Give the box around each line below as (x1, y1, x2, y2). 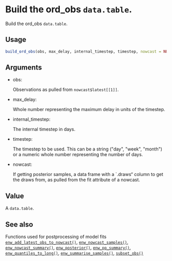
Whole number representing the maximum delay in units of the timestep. (12, 106, 165, 113)
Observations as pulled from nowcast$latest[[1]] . (12, 86, 119, 93)
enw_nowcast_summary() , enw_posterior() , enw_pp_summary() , (5, 245, 132, 251)
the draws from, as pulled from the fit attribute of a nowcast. (12, 177, 140, 183)
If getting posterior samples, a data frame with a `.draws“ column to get (12, 171, 164, 178)
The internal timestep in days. (12, 126, 76, 133)
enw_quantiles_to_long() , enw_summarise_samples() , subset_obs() (5, 250, 144, 256)
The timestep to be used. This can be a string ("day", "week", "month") (12, 146, 163, 152)
